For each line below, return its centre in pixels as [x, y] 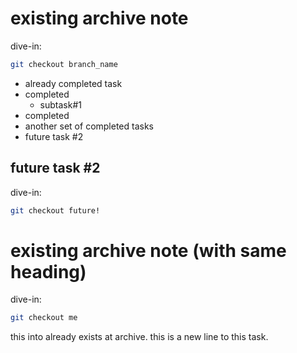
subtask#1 [60, 104]
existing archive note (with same [148, 250]
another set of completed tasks [89, 126]
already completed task [73, 83]
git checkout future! [55, 210]
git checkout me [44, 318]
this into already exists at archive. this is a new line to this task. [139, 337]
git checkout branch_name [64, 64]
